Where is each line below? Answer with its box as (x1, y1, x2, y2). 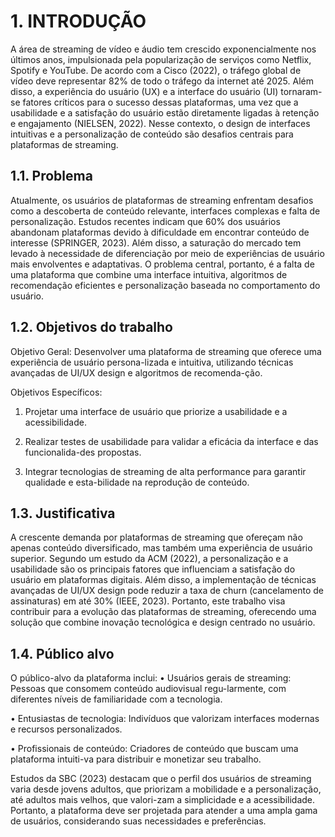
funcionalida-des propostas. (24, 446, 142, 458)
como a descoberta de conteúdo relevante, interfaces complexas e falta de (10, 205, 321, 217)
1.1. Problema (10, 168, 93, 185)
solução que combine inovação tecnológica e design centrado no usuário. (10, 616, 316, 629)
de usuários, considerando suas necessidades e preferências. (10, 815, 267, 827)
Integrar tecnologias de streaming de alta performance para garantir (24, 465, 307, 477)
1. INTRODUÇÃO (10, 10, 147, 33)
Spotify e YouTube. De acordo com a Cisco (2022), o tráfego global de (10, 64, 302, 76)
